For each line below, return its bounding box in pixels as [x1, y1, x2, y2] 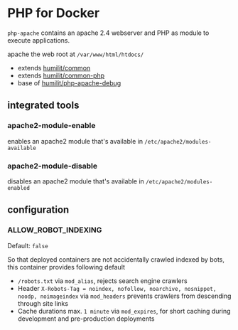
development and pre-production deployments [17, 314, 155, 323]
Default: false [7, 241, 48, 250]
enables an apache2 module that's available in [7, 137, 144, 145]
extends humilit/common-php [17, 71, 105, 80]
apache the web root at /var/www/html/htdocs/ [7, 50, 144, 58]
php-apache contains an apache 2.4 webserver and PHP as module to [7, 28, 210, 37]
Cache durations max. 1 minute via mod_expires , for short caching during [17, 307, 231, 315]
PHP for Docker [7, 5, 100, 21]
